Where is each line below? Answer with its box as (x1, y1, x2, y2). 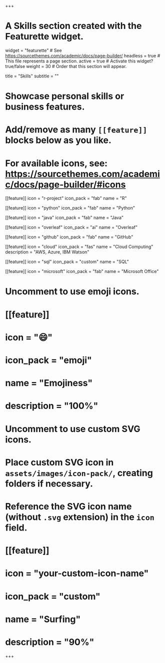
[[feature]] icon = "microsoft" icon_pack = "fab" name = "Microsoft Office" (5, 268, 159, 274)
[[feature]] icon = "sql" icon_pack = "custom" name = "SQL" (5, 258, 129, 265)
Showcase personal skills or (5, 90, 124, 102)
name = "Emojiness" (5, 377, 93, 389)
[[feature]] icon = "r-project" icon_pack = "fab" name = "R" (5, 195, 127, 201)
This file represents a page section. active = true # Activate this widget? (5, 58, 153, 64)
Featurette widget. (5, 31, 84, 42)
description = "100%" (5, 400, 98, 411)
